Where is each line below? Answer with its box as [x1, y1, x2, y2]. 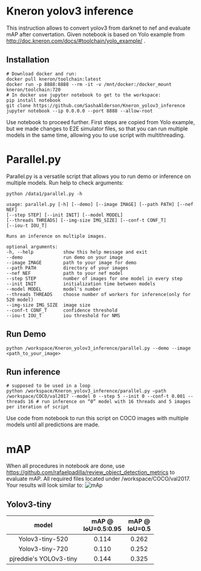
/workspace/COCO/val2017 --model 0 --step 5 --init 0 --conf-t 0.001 [6, 394, 186, 400]
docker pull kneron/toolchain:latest [6, 76, 102, 82]
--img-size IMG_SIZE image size [6, 302, 91, 308]
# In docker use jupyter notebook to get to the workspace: [6, 92, 162, 98]
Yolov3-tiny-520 [18, 535, 68, 543]
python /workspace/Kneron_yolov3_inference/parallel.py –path [6, 388, 166, 394]
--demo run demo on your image [6, 254, 123, 260]
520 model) [6, 297, 34, 303]
